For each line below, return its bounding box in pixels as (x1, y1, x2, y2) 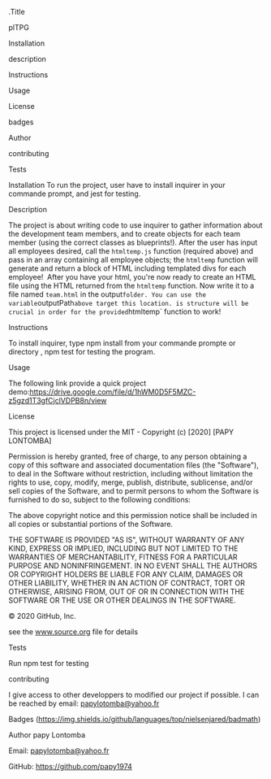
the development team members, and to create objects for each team (8, 229, 241, 238)
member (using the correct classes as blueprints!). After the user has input (8, 237, 258, 247)
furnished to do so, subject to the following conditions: (8, 495, 191, 504)
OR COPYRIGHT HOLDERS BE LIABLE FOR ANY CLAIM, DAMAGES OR (8, 569, 243, 579)
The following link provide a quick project (8, 378, 147, 388)
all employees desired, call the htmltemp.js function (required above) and (8, 246, 254, 255)
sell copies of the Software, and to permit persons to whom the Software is (8, 486, 260, 495)
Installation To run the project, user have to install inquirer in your (8, 181, 226, 189)
